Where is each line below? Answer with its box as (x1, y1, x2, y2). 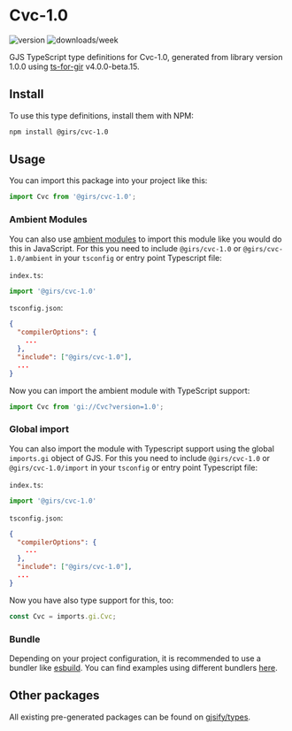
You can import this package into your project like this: (9, 175, 208, 186)
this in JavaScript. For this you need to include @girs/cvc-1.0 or (9, 242, 242, 253)
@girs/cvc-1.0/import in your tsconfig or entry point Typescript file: (9, 462, 258, 473)
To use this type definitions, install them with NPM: (9, 110, 195, 120)
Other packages (9, 688, 100, 704)
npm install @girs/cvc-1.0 (9, 127, 109, 136)
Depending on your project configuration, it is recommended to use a (9, 652, 261, 664)
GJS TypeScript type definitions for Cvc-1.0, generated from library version (9, 51, 283, 62)
